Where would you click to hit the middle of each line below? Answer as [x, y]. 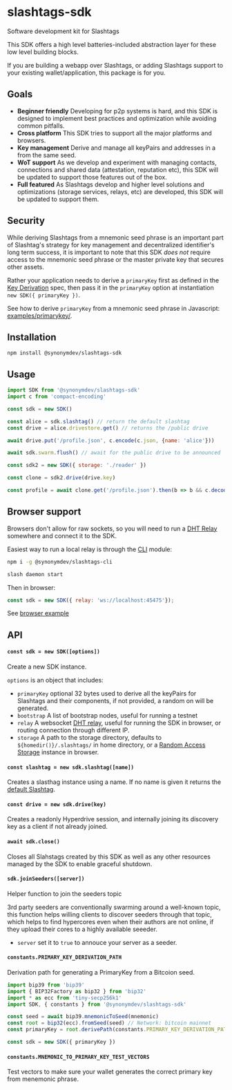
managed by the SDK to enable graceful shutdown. [80, 863]
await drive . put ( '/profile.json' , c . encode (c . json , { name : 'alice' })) [111, 440]
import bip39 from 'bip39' [46, 985]
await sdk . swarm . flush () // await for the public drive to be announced [114, 453]
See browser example [38, 613]
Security [26, 221]
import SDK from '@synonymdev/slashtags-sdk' [74, 390]
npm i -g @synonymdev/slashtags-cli [60, 562]
